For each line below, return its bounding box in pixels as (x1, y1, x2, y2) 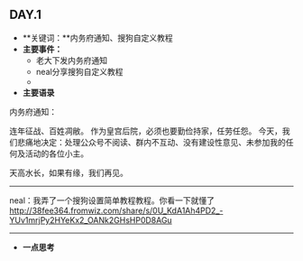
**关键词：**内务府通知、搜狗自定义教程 (22, 32, 173, 43)
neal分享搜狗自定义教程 (35, 66, 124, 77)
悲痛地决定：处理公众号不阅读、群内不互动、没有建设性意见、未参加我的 (16, 136, 286, 147)
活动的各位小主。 (24, 148, 88, 159)
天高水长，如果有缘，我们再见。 (9, 167, 128, 178)
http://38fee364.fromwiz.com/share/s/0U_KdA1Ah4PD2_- (9, 205, 224, 216)
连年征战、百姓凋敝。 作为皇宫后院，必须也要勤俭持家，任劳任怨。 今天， (9, 126, 282, 136)
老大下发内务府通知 (35, 54, 108, 66)
